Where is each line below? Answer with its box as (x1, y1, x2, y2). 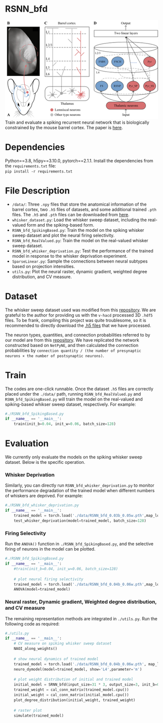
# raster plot (14, 708, 42, 713)
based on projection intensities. (12, 263, 75, 269)
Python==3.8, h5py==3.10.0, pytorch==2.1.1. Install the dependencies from (5, 157, 154, 164)
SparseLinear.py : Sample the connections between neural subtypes (12, 258, 148, 264)
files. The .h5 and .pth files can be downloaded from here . (12, 211, 130, 217)
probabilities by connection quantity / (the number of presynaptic (5, 347, 142, 353)
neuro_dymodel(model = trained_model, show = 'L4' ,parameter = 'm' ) (14, 666, 142, 672)
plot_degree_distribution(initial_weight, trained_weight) (14, 698, 136, 703)
